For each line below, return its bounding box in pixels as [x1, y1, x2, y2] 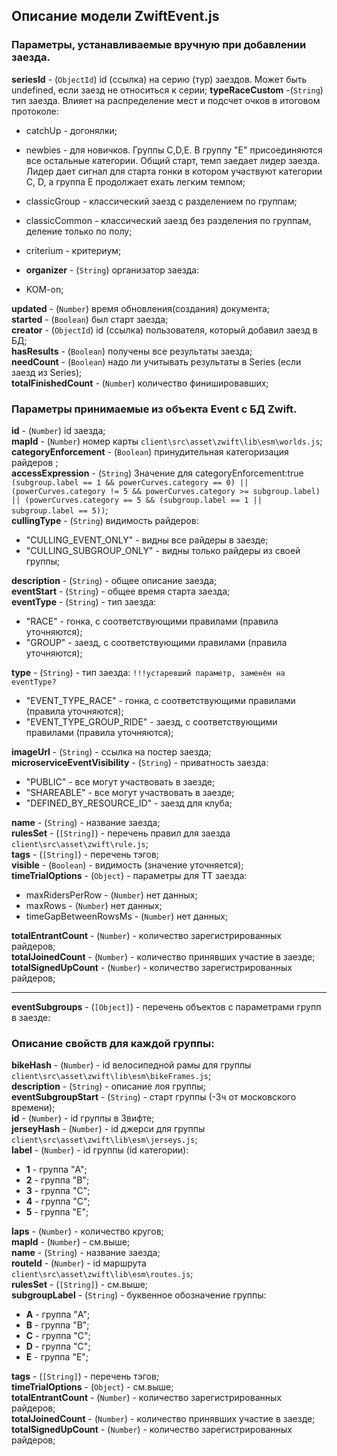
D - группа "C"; [25, 1340, 91, 1353]
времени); [11, 1102, 56, 1114]
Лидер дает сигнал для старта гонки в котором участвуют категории [25, 165, 323, 177]
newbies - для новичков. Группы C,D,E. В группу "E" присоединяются [25, 144, 323, 156]
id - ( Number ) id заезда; [11, 424, 106, 436]
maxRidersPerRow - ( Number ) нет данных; [25, 889, 198, 901]
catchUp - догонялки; [25, 124, 118, 136]
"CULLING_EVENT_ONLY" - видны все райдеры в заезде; [25, 534, 269, 546]
